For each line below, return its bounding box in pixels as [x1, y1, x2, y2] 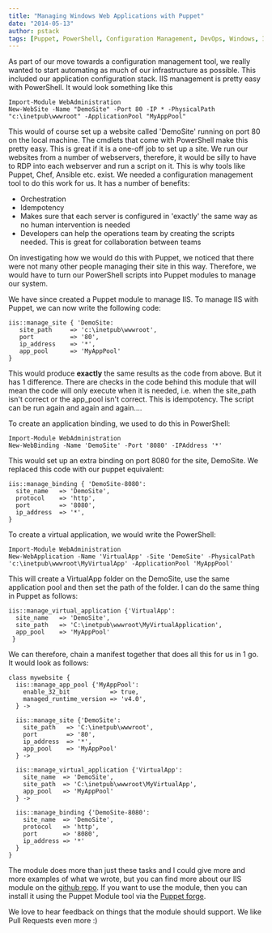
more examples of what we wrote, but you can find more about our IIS [8, 874, 242, 884]
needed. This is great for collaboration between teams [19, 237, 202, 247]
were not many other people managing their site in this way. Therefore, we [8, 261, 257, 272]
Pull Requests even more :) [8, 916, 98, 926]
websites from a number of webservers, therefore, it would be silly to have [8, 153, 257, 162]
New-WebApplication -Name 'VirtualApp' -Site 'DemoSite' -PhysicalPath [8, 552, 255, 561]
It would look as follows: [8, 658, 89, 668]
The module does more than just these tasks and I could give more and [8, 866, 245, 875]
